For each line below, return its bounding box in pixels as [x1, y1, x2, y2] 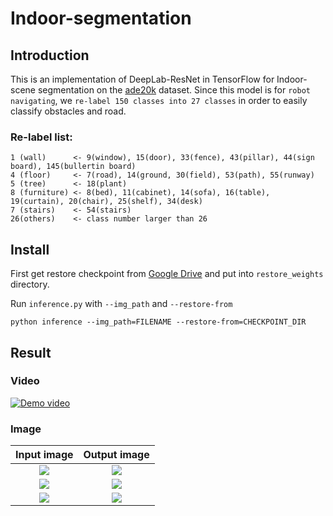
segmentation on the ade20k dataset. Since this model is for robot [37, 84, 311, 96]
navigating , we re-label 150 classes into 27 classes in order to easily [10, 95, 308, 106]
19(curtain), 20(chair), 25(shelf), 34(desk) [10, 197, 203, 207]
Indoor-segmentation [10, 7, 192, 30]
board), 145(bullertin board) [10, 162, 137, 172]
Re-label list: [10, 130, 73, 144]
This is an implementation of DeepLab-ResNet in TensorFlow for [10, 73, 275, 85]
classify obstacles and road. [10, 105, 127, 117]
